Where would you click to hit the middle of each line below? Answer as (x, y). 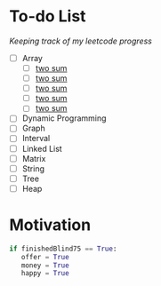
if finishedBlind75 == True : (63, 249)
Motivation (50, 225)
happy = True (45, 274)
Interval (36, 139)
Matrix (34, 158)
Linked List (42, 148)
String (33, 168)
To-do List (48, 16)
